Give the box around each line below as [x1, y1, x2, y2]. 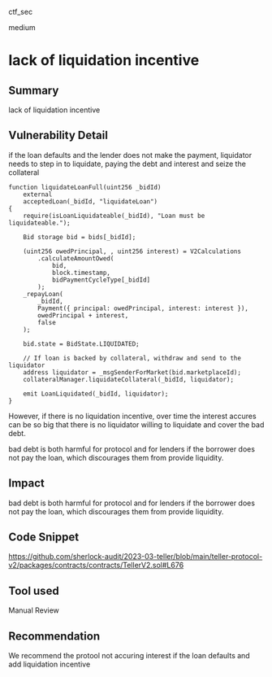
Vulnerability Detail [8, 129, 108, 142]
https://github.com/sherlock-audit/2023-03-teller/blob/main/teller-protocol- [8, 552, 263, 561]
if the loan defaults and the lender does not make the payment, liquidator [8, 150, 253, 159]
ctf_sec [8, 7, 33, 16]
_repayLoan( [23, 290, 63, 298]
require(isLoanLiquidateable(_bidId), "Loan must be [23, 212, 205, 220]
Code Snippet [8, 531, 80, 544]
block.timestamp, [51, 269, 111, 277]
